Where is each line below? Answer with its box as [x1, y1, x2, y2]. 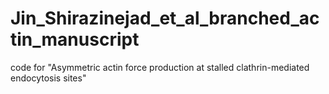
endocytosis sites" [10, 72, 87, 84]
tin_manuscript [10, 28, 140, 51]
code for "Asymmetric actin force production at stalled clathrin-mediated [10, 61, 310, 73]
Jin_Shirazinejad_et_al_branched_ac [10, 7, 320, 30]
